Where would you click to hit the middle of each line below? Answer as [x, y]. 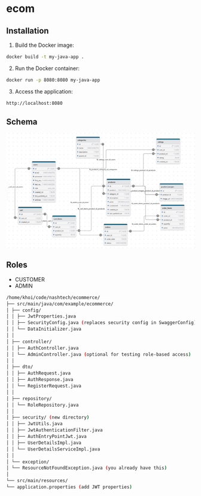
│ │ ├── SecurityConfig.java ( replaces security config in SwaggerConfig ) [101, 323]
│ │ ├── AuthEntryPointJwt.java [46, 437]
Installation [28, 31]
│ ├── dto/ [20, 367]
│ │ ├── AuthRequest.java [38, 373]
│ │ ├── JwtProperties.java [41, 316]
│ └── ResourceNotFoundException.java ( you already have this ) [87, 468]
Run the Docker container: [47, 68]
